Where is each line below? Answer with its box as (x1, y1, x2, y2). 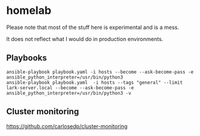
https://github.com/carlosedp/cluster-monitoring (6, 122, 128, 130)
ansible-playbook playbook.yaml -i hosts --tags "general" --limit (6, 79, 183, 85)
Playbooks (6, 53, 47, 63)
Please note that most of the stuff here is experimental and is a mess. (6, 24, 179, 31)
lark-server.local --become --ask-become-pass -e (6, 85, 135, 91)
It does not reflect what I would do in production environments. (6, 35, 164, 42)
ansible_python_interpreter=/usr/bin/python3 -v (6, 90, 132, 96)
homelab (6, 4, 52, 18)
